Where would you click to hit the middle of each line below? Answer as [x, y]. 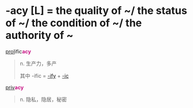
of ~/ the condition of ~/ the [74, 23]
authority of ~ [40, 35]
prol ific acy [18, 51]
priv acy [15, 87]
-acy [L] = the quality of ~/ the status [96, 11]
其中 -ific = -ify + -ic [44, 75]
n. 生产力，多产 [38, 63]
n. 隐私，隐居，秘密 [43, 99]
